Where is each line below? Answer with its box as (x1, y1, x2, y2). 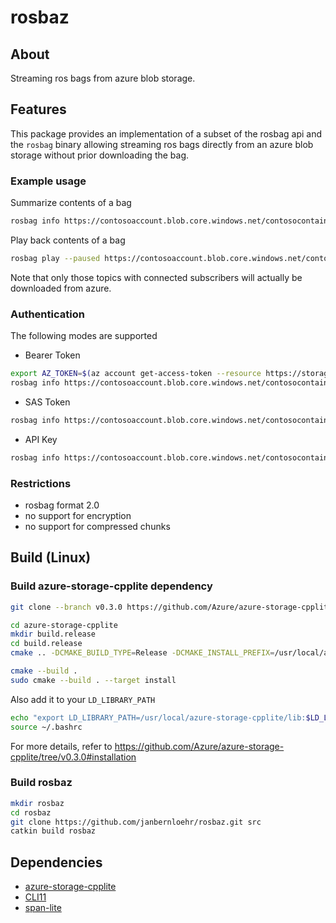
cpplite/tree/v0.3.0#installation (10, 751, 137, 763)
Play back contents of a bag (10, 234, 126, 246)
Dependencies (10, 854, 103, 871)
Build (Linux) (10, 549, 92, 566)
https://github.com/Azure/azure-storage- (114, 740, 285, 752)
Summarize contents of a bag (10, 197, 132, 209)
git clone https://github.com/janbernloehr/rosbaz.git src (10, 817, 262, 827)
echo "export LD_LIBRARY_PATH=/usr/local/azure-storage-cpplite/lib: (10, 712, 307, 723)
